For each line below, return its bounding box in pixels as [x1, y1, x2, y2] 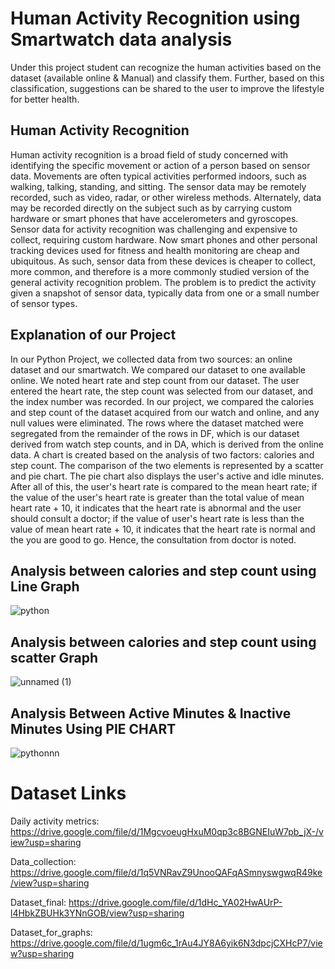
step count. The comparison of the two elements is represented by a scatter [10, 459, 324, 471]
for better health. [10, 93, 80, 105]
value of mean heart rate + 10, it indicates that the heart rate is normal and [10, 523, 316, 535]
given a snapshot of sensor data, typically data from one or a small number [10, 287, 320, 299]
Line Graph [10, 578, 80, 595]
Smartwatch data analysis [10, 28, 233, 51]
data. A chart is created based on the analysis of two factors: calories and [10, 448, 315, 461]
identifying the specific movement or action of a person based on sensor [10, 159, 311, 171]
